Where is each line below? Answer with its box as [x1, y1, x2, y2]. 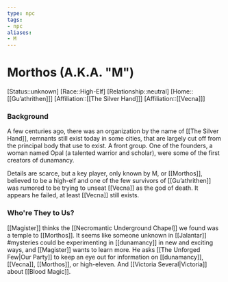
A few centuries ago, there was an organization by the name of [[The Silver [7, 127, 219, 135]
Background [7, 111, 49, 121]
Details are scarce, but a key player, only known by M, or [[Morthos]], [7, 169, 203, 178]
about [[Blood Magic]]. [7, 267, 71, 275]
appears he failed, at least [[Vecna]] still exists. [7, 191, 140, 199]
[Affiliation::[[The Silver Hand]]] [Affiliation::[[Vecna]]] [54, 95, 205, 103]
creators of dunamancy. [7, 156, 75, 165]
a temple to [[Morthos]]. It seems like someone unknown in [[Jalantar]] [7, 231, 207, 239]
